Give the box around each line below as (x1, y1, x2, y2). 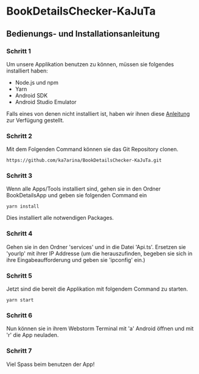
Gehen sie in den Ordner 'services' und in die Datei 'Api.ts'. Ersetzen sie (6, 243, 186, 250)
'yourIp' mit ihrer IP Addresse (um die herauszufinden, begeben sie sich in (6, 250, 193, 257)
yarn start (6, 297, 34, 303)
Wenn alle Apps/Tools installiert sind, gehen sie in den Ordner (6, 185, 161, 192)
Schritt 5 (6, 271, 32, 280)
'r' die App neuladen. (6, 331, 59, 339)
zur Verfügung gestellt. (6, 116, 65, 124)
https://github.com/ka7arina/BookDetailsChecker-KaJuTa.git (6, 157, 162, 164)
